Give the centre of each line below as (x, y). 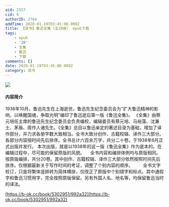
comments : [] (19, 61)
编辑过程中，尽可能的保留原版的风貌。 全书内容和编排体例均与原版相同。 (83, 153)
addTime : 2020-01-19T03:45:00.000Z (43, 24)
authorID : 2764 (21, 19)
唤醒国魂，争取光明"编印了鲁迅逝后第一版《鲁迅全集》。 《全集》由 (87, 115)
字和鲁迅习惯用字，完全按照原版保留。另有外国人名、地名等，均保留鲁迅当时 (84, 178)
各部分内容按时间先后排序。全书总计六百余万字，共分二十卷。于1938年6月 (82, 140)
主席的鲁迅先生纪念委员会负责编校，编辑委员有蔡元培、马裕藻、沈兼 (89, 122)
